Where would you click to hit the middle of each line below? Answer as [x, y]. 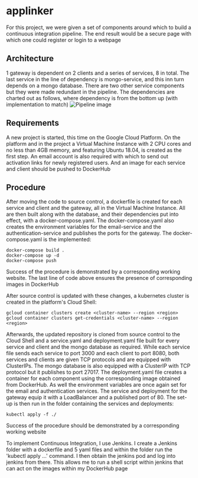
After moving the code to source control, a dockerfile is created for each [94, 202]
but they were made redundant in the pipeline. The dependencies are [90, 92]
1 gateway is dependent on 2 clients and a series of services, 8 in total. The [98, 73]
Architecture [30, 58]
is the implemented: [67, 240]
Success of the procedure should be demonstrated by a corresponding [92, 426]
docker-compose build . [35, 250]
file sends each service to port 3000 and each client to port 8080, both [93, 353]
